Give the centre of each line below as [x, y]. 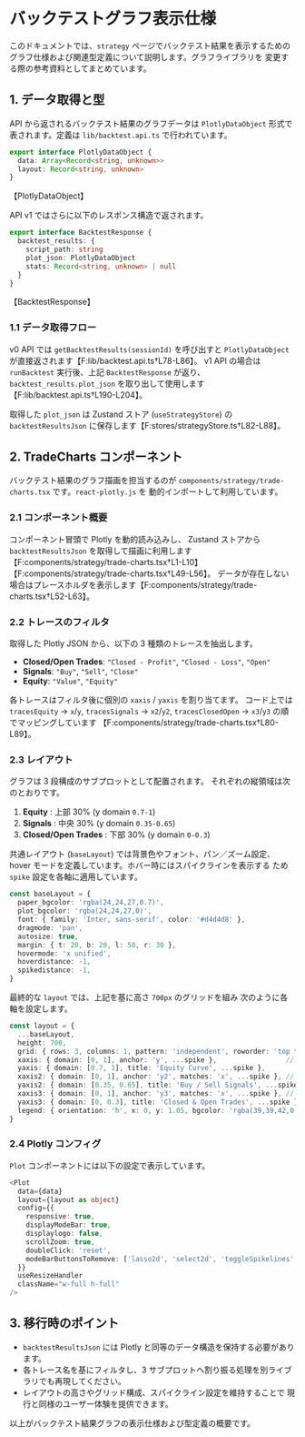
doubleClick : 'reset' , [69, 1250]
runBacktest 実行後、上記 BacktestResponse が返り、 [108, 372]
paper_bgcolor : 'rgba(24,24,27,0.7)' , [91, 903]
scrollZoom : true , [60, 1242]
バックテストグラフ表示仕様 [113, 19]
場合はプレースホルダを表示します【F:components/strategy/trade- [133, 584]
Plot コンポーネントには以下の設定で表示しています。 [110, 1165]
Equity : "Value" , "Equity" [70, 681]
